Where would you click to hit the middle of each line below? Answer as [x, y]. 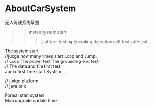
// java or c [16, 86]
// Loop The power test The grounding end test [52, 61]
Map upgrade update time [31, 100]
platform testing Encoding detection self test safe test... [96, 41]
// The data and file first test [33, 66]
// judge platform [22, 81]
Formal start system [25, 95]
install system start [48, 32]
